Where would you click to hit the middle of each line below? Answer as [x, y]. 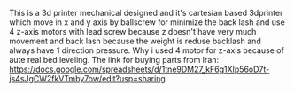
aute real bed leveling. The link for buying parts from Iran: [114, 60]
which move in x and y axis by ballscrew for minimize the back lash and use [147, 22]
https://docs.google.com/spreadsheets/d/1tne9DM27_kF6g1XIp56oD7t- [139, 69]
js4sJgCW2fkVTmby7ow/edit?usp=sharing [87, 78]
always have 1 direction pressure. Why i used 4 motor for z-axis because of [147, 50]
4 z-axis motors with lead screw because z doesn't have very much [133, 31]
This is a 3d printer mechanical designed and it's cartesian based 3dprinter [146, 13]
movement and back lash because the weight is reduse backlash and [135, 41]
